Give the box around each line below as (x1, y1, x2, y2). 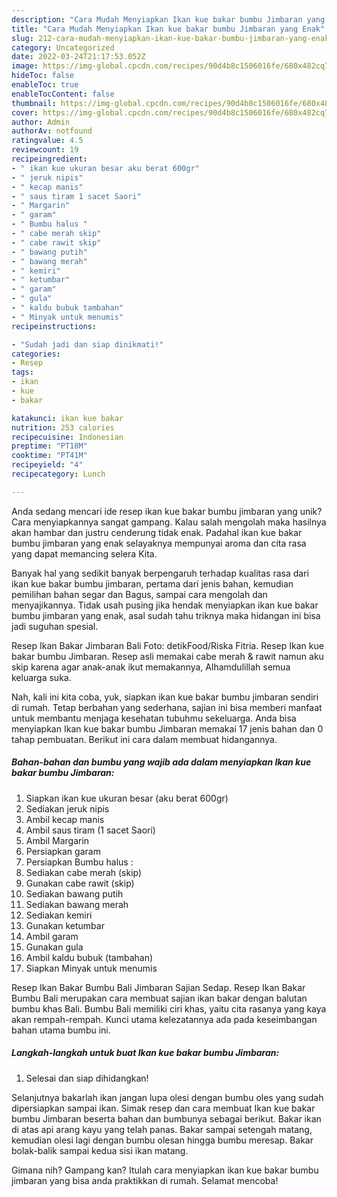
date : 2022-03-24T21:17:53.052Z (11, 52, 146, 62)
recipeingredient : (11, 154, 88, 164)
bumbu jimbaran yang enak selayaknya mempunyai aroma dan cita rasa (11, 537, 307, 549)
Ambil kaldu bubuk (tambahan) (25, 951, 154, 963)
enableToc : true (11, 80, 79, 90)
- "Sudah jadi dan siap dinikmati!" (11, 339, 164, 350)
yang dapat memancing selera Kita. (11, 547, 158, 560)
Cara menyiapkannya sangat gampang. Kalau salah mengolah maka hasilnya (11, 516, 327, 528)
